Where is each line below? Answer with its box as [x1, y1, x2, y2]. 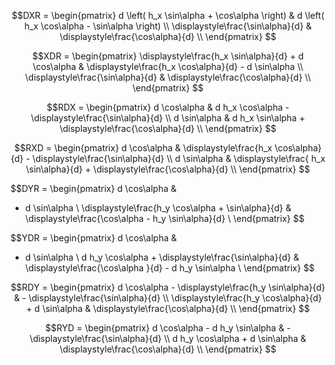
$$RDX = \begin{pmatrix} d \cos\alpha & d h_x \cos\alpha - [46, 101, 290, 113]
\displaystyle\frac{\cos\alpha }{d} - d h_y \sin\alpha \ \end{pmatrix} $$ [24, 262, 315, 274]
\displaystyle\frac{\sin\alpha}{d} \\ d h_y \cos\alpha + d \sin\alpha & [29, 333, 307, 344]
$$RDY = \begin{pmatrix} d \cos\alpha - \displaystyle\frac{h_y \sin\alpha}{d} [10, 281, 326, 293]
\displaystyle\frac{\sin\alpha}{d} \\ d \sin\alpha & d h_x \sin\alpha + [30, 112, 306, 124]
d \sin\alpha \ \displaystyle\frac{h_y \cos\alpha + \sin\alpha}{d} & [24, 202, 292, 214]
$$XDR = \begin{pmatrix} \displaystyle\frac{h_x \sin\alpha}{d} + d [31, 50, 305, 62]
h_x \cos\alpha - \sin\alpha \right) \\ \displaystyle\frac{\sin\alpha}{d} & [24, 20, 312, 32]
